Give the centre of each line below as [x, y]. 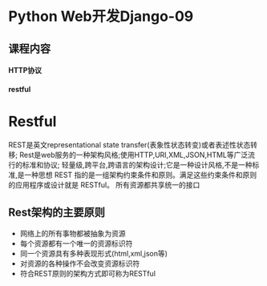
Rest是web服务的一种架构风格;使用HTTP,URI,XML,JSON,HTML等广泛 [134, 155]
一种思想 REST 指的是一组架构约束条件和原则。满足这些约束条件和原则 [141, 175]
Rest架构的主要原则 [57, 213]
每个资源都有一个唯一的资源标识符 [76, 243]
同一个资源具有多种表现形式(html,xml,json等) [94, 253]
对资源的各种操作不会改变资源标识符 [80, 263]
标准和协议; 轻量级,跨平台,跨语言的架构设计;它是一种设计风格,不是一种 [137, 164]
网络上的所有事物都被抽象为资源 [73, 233]
